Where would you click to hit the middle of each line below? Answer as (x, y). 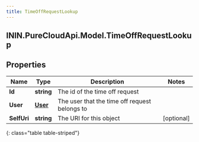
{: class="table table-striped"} (43, 133)
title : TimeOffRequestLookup (42, 12)
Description (107, 82)
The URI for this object (89, 118)
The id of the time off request (98, 91)
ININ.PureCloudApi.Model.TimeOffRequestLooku (99, 36)
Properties (26, 65)
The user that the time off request (104, 101)
